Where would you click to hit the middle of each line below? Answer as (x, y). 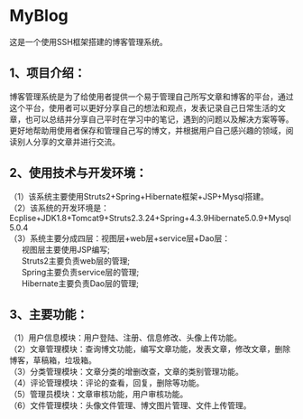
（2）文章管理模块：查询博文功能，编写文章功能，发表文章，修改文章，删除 (150, 349)
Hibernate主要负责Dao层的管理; (80, 283)
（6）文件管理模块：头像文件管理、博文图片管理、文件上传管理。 (130, 405)
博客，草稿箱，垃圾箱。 (53, 360)
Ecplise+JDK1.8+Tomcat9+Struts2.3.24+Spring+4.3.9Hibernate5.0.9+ (139, 218)
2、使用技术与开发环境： (78, 173)
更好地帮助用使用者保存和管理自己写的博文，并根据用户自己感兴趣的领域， (147, 130)
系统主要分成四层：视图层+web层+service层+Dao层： (130, 238)
